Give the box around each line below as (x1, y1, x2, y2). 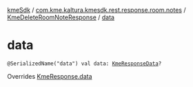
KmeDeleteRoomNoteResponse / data (7, 13, 115, 21)
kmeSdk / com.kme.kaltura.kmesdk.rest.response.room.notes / (7, 6, 186, 14)
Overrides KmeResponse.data (7, 72, 92, 80)
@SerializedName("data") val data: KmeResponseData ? (7, 60, 162, 67)
